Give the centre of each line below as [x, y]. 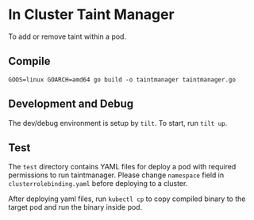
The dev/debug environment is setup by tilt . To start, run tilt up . [118, 123]
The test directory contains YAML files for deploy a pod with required [122, 167]
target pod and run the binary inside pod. [75, 207]
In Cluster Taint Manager [91, 15]
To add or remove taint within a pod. [67, 36]
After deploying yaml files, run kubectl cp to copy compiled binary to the [127, 199]
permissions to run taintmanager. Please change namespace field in [116, 175]
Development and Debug [71, 104]
